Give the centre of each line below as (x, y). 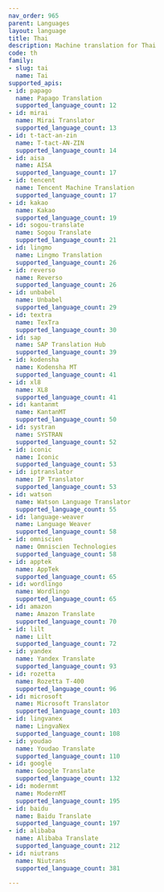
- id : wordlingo (35, 584)
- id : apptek (30, 561)
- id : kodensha (34, 360)
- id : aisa (27, 158)
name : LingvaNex (43, 726)
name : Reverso (39, 277)
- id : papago (30, 90)
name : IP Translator (50, 479)
